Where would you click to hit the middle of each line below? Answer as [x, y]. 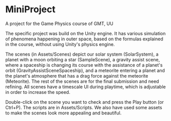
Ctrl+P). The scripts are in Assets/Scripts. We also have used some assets [84, 107]
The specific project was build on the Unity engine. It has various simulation [85, 33]
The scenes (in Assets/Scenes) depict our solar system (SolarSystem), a [82, 54]
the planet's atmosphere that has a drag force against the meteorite [77, 76]
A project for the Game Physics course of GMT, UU [60, 23]
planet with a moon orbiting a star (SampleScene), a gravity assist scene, [83, 59]
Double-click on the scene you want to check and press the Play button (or [85, 102]
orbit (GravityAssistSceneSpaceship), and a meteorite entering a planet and [85, 70]
